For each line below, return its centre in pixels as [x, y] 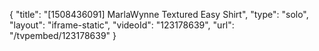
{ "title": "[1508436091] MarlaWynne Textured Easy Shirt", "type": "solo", [159, 14]
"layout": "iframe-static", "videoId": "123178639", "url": [122, 25]
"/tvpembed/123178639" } [63, 35]
